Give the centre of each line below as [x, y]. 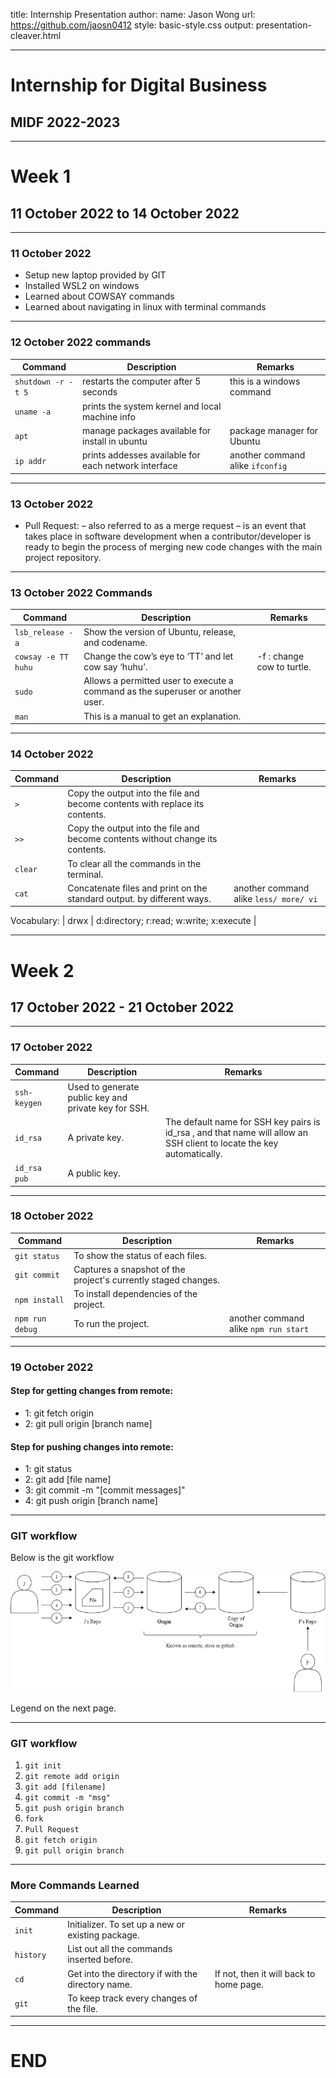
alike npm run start [269, 1329]
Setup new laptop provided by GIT [95, 275]
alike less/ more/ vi [275, 898]
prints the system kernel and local [152, 406]
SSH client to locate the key [221, 1143]
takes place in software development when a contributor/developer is [168, 536]
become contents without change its [142, 839]
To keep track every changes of [132, 1998]
